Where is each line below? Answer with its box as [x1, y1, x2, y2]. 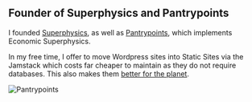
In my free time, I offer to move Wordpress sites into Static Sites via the [8, 51, 244, 61]
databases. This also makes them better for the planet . [8, 68, 189, 79]
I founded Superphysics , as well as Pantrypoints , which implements [8, 27, 233, 37]
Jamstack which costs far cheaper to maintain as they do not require [8, 60, 237, 70]
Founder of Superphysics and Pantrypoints [8, 6, 229, 20]
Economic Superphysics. [8, 36, 91, 46]
